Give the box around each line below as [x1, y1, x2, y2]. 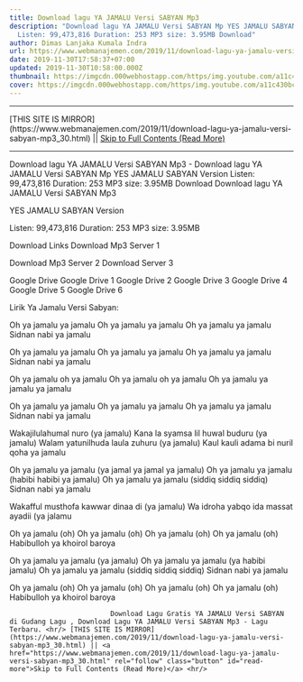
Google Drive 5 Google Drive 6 [9, 284, 124, 295]
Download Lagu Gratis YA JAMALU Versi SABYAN [109, 609, 284, 618]
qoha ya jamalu [9, 447, 66, 457]
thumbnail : [9, 72, 50, 81]
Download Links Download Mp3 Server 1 [9, 240, 161, 251]
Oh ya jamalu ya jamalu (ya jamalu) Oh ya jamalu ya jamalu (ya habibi [9, 555, 266, 566]
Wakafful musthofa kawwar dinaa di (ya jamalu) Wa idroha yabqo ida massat [9, 501, 293, 511]
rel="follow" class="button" [114, 656, 224, 666]
